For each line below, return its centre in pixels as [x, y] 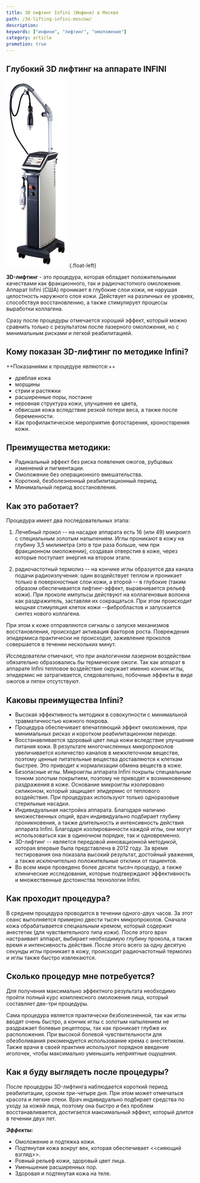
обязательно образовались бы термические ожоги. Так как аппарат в [96, 662]
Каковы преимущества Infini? [65, 700]
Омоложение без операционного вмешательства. [79, 475]
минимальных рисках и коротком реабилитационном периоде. [96, 734]
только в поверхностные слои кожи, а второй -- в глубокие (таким [100, 582]
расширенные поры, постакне [53, 397]
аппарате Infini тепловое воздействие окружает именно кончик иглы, [95, 669]
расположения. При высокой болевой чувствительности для [84, 1034]
